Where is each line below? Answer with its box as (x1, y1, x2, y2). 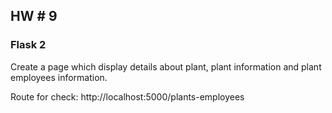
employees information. (10, 71, 108, 83)
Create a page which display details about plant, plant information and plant (10, 60, 322, 73)
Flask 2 (10, 38, 47, 52)
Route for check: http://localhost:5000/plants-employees (10, 90, 245, 103)
